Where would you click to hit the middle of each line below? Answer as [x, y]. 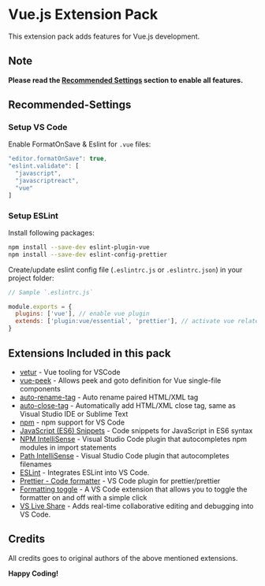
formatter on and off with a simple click [83, 497]
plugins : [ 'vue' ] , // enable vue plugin [82, 314]
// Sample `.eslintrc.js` [50, 292]
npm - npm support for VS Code [72, 422]
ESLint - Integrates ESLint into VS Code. [84, 472]
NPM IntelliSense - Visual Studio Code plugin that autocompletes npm [133, 439]
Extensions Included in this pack [90, 353]
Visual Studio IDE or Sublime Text [74, 414]
